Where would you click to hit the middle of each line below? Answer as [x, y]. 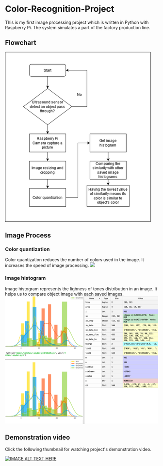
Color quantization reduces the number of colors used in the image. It [74, 260]
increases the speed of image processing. [47, 266]
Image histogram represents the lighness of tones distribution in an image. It [81, 289]
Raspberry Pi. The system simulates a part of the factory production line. [78, 27]
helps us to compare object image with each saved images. [64, 294]
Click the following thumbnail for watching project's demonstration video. [78, 449]
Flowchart [21, 43]
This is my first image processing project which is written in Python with [77, 22]
